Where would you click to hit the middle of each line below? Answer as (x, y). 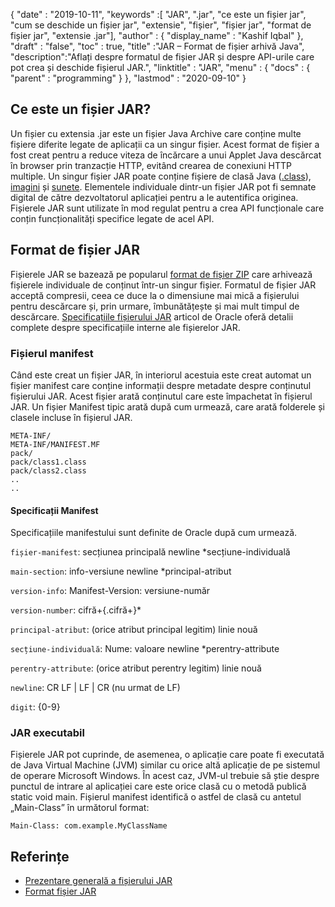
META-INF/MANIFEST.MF (55, 444)
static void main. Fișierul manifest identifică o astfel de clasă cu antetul (156, 797)
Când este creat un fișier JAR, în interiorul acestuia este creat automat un (161, 375)
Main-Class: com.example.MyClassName (89, 826)
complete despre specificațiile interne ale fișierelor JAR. (125, 327)
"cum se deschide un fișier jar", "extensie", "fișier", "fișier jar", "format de (161, 25)
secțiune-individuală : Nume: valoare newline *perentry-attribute (145, 649)
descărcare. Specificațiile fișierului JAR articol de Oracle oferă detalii (152, 316)
